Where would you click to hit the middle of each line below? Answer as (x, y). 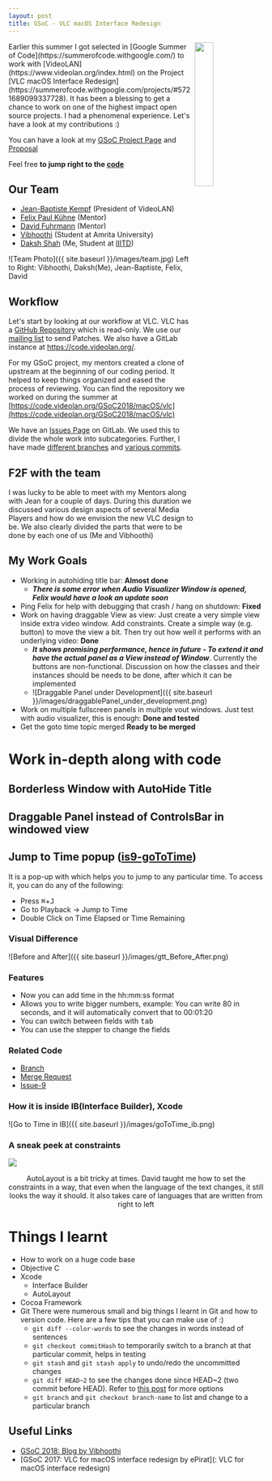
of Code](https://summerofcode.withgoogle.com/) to (96, 55)
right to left (136, 1205)
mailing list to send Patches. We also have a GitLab (93, 339)
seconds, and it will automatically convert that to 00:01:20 (116, 1013)
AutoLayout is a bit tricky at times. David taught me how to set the (136, 1179)
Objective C (40, 1268)
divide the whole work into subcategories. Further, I (94, 439)
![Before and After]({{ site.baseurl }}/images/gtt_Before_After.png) (119, 956)
